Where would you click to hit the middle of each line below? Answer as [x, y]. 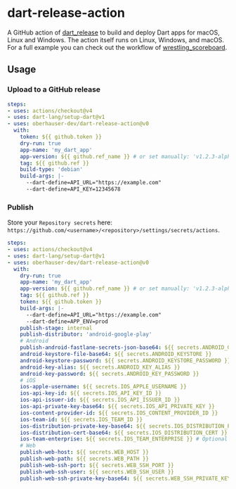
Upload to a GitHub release [54, 89]
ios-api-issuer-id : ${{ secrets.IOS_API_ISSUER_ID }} [100, 400]
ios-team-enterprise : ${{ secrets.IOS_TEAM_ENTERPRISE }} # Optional [124, 439]
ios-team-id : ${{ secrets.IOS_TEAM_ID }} [81, 419]
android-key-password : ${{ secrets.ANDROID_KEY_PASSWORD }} [110, 374]
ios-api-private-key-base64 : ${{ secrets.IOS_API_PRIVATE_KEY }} [118, 407]
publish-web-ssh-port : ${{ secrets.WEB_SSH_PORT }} [97, 465]
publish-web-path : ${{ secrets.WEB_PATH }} [85, 459]
